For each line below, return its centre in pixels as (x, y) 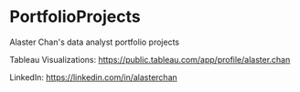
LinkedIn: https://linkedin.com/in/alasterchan (94, 77)
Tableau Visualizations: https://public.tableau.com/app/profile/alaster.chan (150, 59)
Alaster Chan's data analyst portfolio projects (95, 42)
